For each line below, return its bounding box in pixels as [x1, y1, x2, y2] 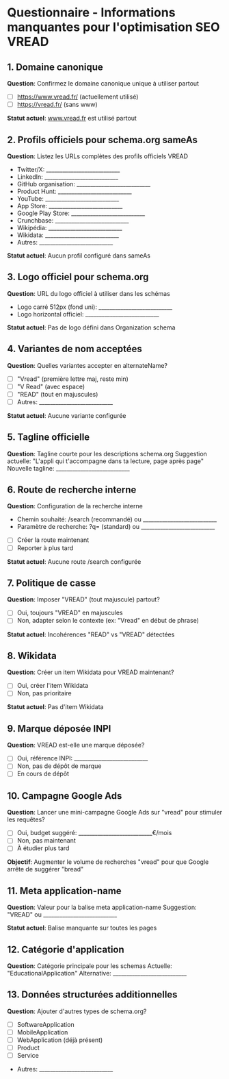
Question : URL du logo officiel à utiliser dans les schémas [7, 289, 171, 297]
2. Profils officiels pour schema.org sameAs [7, 134, 198, 145]
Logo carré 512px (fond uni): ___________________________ [16, 303, 173, 311]
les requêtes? [7, 815, 46, 823]
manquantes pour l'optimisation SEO [7, 19, 220, 35]
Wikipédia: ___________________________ [16, 223, 122, 232]
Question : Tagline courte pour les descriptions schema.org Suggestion [7, 449, 207, 458]
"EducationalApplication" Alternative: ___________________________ [7, 969, 187, 978]
